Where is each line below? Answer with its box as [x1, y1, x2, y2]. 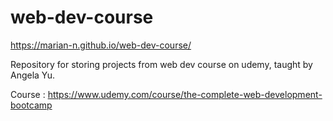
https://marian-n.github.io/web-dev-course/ [10, 39, 192, 51]
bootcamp [10, 99, 53, 111]
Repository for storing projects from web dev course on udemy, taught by [10, 58, 313, 70]
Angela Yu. [10, 69, 56, 81]
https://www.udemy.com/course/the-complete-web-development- [47, 88, 323, 100]
